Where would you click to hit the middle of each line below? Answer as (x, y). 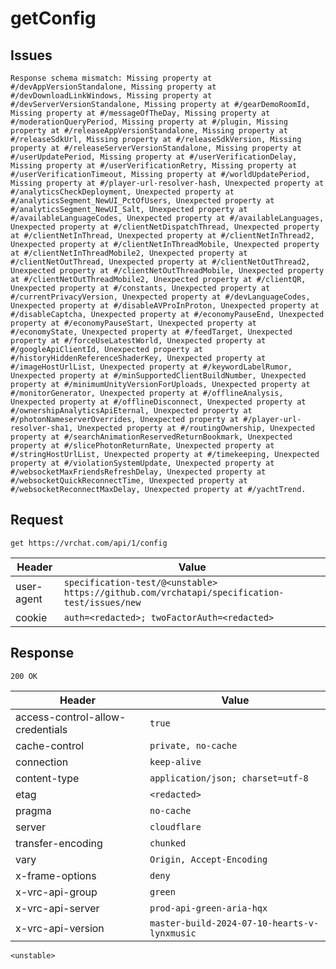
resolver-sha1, (42, 428)
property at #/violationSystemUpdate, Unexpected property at (142, 463)
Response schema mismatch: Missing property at (111, 78)
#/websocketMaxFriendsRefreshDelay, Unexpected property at (138, 472)
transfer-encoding (59, 843)
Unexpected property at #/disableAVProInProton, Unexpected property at (165, 306)
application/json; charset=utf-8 (229, 778)
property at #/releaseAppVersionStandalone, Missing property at (149, 131)
